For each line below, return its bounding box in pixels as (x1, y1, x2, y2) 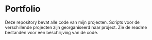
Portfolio (5, 3, 41, 14)
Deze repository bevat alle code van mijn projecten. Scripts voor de (5, 19, 140, 25)
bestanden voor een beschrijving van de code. (5, 29, 99, 35)
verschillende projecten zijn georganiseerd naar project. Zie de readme (5, 24, 147, 30)
